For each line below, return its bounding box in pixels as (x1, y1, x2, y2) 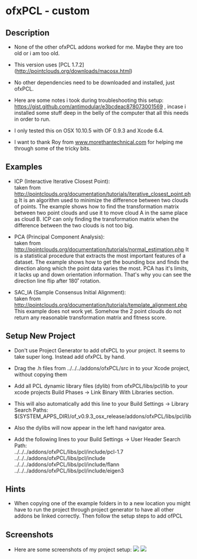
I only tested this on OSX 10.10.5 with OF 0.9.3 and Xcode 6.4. (14, 127, 164, 134)
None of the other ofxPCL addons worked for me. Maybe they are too (14, 43, 183, 50)
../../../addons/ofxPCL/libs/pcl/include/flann (14, 461, 120, 468)
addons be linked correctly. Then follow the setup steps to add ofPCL (14, 512, 183, 519)
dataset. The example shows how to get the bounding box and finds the (14, 258, 189, 265)
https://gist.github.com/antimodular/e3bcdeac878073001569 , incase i (14, 103, 186, 110)
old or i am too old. (14, 50, 60, 57)
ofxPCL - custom (5, 4, 90, 18)
